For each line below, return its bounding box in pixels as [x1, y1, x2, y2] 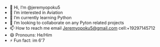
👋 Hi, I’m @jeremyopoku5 [9, 5, 61, 10]
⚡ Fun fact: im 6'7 [9, 37, 45, 43]
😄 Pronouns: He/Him [9, 32, 52, 38]
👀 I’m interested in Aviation [9, 10, 63, 15]
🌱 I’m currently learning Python [9, 15, 72, 20]
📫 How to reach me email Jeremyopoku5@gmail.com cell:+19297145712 [9, 25, 156, 31]
